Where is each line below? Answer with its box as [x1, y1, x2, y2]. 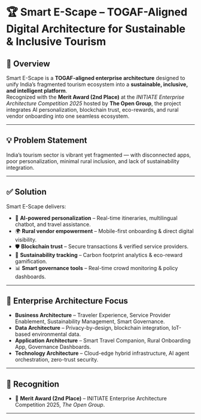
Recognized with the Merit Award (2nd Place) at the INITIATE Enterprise [6, 94, 185, 100]
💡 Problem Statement [6, 136, 87, 146]
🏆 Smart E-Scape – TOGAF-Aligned [6, 5, 188, 19]
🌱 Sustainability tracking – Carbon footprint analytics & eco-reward [14, 251, 183, 258]
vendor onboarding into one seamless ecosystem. [6, 112, 130, 119]
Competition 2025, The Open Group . [14, 401, 105, 409]
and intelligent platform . [6, 87, 68, 94]
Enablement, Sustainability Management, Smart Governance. [14, 318, 165, 325]
